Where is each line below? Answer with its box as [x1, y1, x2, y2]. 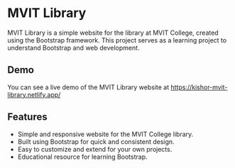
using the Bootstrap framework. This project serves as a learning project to [7, 35, 227, 44]
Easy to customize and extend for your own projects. [17, 145, 173, 153]
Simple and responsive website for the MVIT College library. [17, 130, 194, 138]
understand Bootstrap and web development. [7, 43, 140, 52]
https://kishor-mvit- [170, 83, 228, 91]
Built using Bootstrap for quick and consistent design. [17, 137, 175, 146]
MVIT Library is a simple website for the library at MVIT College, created [7, 28, 219, 37]
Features [7, 111, 48, 123]
